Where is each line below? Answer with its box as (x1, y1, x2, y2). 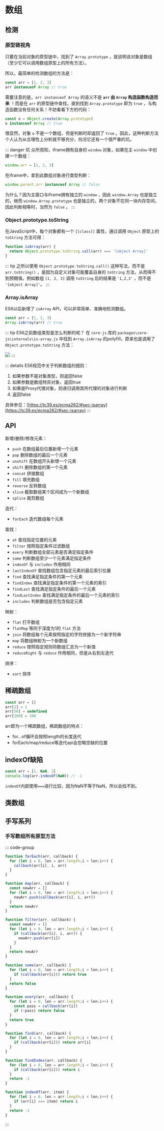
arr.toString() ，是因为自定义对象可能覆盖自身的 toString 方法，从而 (5, 269, 148, 275)
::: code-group (5, 844, 34, 850)
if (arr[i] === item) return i (14, 1099, 78, 1104)
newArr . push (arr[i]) (18, 935, 60, 941)
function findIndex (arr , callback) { (5, 1058, 82, 1063)
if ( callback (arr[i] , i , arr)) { (14, 931, 82, 936)
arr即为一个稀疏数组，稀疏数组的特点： (5, 723, 84, 729)
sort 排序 (12, 671, 31, 677)
